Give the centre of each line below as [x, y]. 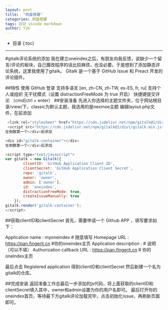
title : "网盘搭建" [24, 14]
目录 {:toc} [23, 43]
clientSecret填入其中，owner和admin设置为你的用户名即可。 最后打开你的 [81, 289]
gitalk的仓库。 [19, 272]
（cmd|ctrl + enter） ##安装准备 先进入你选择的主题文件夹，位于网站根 [84, 100]
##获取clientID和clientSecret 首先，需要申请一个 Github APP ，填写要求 [79, 220]
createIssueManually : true [51, 196]
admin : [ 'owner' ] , [42, 182]
